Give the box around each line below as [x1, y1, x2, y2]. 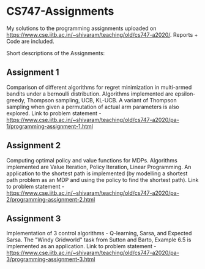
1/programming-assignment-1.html [6, 123, 94, 130]
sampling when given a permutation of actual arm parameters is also [6, 103, 179, 110]
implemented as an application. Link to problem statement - [6, 243, 157, 250]
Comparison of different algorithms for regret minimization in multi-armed [6, 83, 192, 91]
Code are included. [6, 37, 54, 45]
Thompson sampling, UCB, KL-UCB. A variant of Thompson [26, 96, 177, 104]
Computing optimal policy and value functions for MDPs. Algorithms [6, 156, 177, 164]
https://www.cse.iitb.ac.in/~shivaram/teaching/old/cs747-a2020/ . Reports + [6, 31, 198, 38]
